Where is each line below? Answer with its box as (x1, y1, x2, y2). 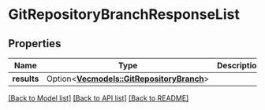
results (12, 73, 39, 84)
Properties (8, 37, 62, 50)
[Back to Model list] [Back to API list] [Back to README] (8, 93, 189, 103)
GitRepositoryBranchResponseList (8, 5, 241, 24)
